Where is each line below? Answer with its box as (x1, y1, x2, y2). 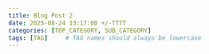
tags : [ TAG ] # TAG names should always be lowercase (8, 33, 202, 42)
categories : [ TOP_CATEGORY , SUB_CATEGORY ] (8, 26, 152, 34)
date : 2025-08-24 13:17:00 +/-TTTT (8, 19, 127, 27)
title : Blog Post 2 (8, 11, 73, 20)
